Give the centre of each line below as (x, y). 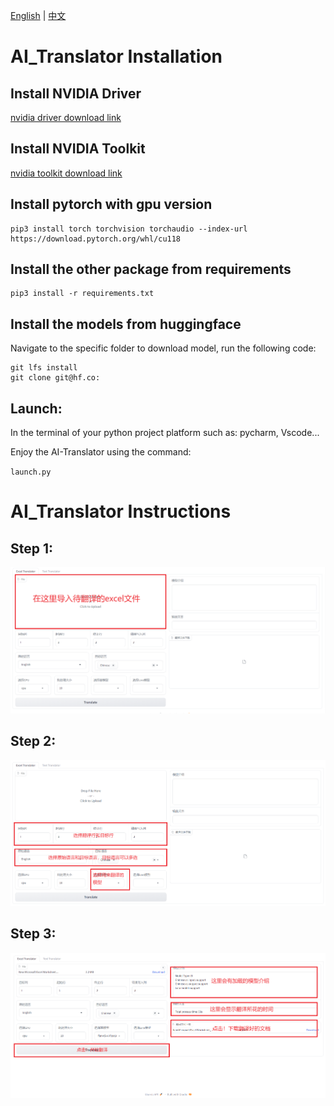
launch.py (31, 472)
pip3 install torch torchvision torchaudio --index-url (129, 229)
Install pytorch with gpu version (111, 204)
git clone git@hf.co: (55, 378)
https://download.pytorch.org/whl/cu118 (96, 239)
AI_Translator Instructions (121, 511)
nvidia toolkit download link (66, 173)
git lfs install (44, 368)
